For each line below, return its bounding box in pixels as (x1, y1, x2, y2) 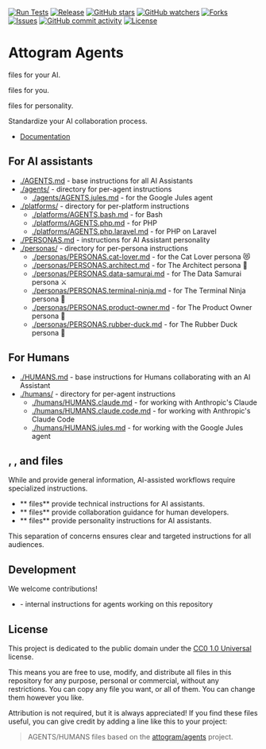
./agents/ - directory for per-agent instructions (19, 184, 172, 194)
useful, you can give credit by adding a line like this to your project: (8, 716, 228, 726)
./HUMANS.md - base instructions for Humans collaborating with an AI (19, 372, 251, 382)
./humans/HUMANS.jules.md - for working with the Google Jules (31, 422, 244, 433)
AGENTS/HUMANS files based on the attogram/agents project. (27, 732, 233, 741)
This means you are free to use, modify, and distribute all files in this (8, 668, 232, 677)
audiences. (8, 540, 45, 549)
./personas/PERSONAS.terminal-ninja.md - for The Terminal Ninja (31, 285, 246, 295)
